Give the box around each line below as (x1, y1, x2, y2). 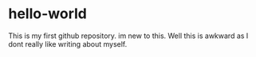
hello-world (8, 5, 88, 23)
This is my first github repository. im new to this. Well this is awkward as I (8, 31, 249, 40)
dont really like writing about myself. (8, 39, 128, 48)
